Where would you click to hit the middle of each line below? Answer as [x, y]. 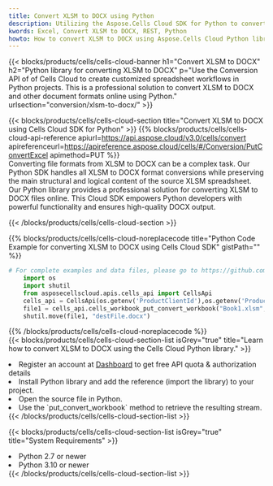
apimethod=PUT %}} [85, 155]
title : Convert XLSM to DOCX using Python [81, 16]
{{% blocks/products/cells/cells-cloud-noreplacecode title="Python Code [132, 239]
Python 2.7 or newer [53, 457]
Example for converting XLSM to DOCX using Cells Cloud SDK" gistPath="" [134, 247]
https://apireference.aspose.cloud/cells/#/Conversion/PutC [164, 146]
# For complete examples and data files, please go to [103, 271]
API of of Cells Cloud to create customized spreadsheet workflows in [124, 79]
